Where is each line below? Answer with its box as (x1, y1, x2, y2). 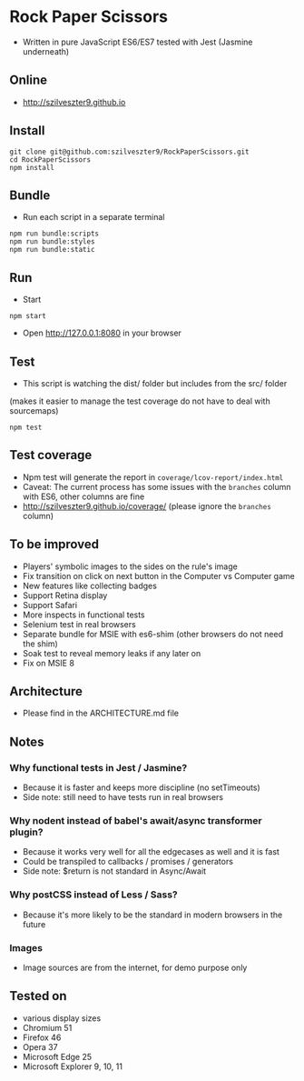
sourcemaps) (9, 405, 59, 415)
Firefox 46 (22, 1032, 62, 1043)
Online (9, 73, 48, 88)
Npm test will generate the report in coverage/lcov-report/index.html (22, 471, 284, 483)
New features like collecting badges (22, 580, 157, 591)
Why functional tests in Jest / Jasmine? (9, 761, 188, 774)
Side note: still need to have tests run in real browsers (22, 792, 224, 803)
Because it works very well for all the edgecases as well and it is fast (22, 846, 279, 857)
